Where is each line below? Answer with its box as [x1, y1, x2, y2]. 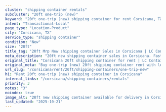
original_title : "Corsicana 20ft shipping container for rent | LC [5, 58, 147, 63]
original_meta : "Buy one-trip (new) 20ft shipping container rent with [5, 62, 156, 67]
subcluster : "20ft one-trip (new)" [5, 12, 79, 17]
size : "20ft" [5, 44, 32, 49]
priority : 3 [5, 81, 30, 86]
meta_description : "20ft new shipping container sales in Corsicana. [5, 53, 152, 58]
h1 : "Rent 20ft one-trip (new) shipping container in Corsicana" [5, 72, 142, 77]
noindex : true [5, 90, 35, 95]
